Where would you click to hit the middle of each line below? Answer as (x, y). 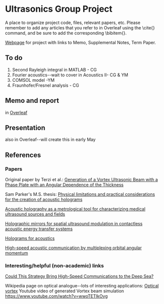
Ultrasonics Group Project (59, 9)
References (23, 155)
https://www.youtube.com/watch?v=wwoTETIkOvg (57, 296)
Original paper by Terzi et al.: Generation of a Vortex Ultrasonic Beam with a (82, 180)
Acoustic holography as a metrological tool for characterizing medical (75, 209)
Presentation (25, 128)
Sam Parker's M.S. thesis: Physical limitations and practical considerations (80, 194)
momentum (17, 253)
